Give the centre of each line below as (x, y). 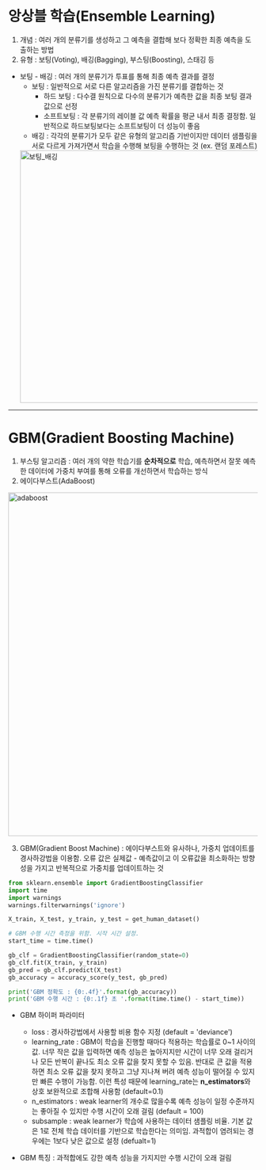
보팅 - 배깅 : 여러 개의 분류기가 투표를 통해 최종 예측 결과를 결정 (117, 76)
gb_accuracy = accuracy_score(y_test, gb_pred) (88, 978)
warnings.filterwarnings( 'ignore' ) (67, 905)
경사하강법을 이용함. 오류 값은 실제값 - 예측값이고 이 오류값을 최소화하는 (130, 858)
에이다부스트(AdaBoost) (57, 481)
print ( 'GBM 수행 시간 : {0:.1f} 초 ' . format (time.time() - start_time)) (127, 999)
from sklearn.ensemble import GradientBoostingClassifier (106, 883)
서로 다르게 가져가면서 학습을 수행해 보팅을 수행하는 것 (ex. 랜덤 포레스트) (144, 145)
